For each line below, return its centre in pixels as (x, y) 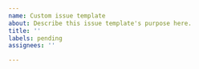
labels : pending (35, 38)
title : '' (25, 30)
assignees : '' (32, 46)
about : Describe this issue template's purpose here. (100, 23)
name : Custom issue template (57, 16)
